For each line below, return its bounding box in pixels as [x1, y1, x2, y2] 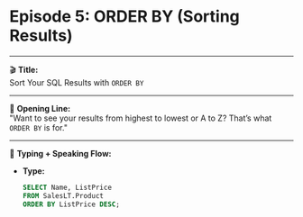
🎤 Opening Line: [9, 103, 70, 113]
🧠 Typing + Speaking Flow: [9, 148, 112, 158]
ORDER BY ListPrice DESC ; [22, 200, 120, 209]
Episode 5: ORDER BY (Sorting [9, 6, 241, 27]
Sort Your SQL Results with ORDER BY [9, 77, 144, 87]
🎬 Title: [9, 64, 39, 75]
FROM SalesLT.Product [22, 191, 104, 200]
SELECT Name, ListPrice [22, 183, 113, 192]
